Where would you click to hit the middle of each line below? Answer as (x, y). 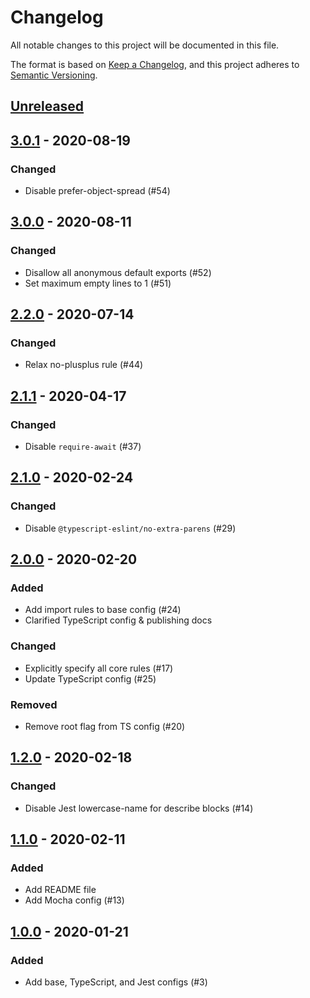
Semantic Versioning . (54, 75)
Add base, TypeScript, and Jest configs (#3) (116, 982)
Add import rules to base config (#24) (103, 610)
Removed (34, 704)
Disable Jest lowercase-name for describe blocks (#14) (139, 808)
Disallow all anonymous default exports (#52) (118, 272)
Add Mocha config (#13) (74, 900)
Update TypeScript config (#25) (90, 678)
